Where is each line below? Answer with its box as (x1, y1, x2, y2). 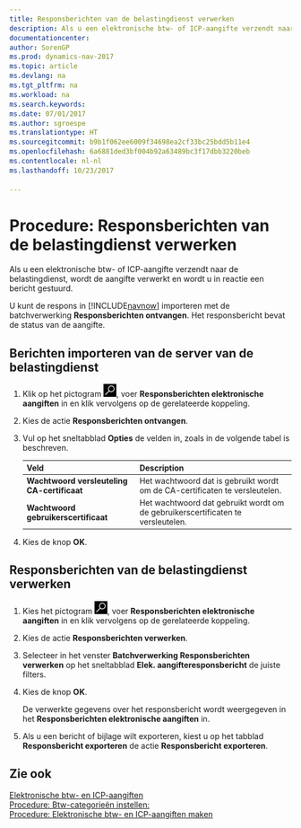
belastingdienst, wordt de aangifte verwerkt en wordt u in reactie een (9, 274, 264, 285)
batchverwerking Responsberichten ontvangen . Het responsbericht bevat (9, 310, 286, 321)
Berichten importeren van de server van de (9, 346, 254, 361)
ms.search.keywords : (9, 100, 87, 109)
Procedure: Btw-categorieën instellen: (9, 799, 150, 810)
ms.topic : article (9, 62, 78, 71)
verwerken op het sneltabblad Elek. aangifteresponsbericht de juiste (21, 659, 280, 670)
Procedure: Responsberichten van (9, 216, 271, 235)
